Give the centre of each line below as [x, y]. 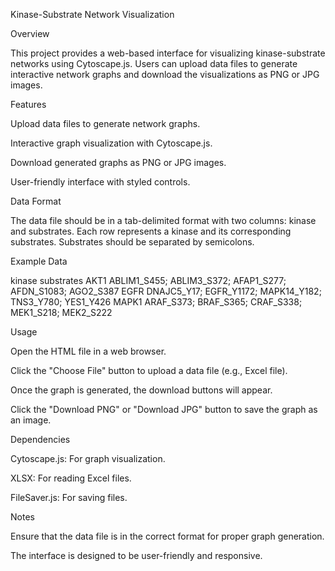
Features [28, 104]
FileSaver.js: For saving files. [69, 497]
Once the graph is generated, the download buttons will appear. [141, 390]
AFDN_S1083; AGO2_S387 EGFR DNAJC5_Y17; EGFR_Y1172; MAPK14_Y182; [166, 291]
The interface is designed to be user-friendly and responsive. [136, 555]
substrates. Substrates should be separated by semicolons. [132, 242]
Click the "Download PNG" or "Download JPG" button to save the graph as [164, 409]
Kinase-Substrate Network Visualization [92, 14]
